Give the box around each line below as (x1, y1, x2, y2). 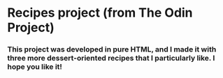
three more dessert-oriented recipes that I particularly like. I (7, 54, 215, 63)
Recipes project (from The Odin (7, 5, 194, 21)
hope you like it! (7, 62, 63, 72)
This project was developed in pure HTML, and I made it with (7, 45, 217, 54)
